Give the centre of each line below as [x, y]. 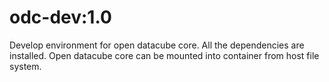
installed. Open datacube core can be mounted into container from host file [164, 55]
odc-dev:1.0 [60, 17]
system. [25, 66]
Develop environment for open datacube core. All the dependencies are [157, 45]
